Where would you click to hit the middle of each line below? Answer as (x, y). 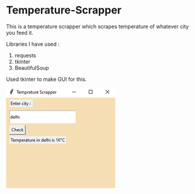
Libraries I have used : (33, 44)
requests (25, 55)
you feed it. (20, 32)
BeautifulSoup (32, 67)
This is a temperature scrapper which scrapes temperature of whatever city (97, 26)
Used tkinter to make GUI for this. (46, 79)
